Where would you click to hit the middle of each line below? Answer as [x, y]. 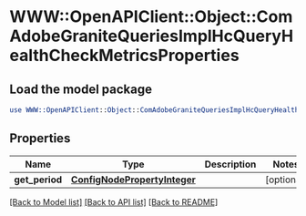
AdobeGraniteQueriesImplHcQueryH [152, 36]
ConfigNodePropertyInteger [133, 180]
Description [230, 164]
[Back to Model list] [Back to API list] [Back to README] [114, 201]
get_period [38, 180]
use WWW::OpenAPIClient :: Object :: [75, 110]
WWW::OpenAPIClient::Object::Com [151, 17]
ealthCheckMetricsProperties [124, 56]
